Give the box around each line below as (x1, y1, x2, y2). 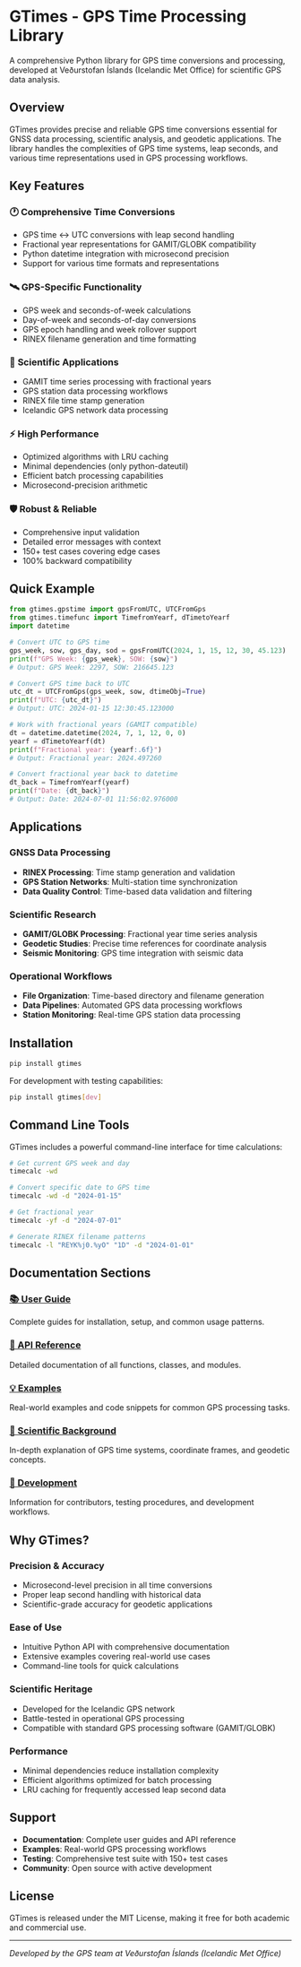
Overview (9, 100, 65, 116)
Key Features (9, 178, 85, 194)
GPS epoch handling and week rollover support (21, 324, 197, 334)
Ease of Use (9, 1621, 63, 1633)
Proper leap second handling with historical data (21, 1590, 202, 1600)
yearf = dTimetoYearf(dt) (9, 737, 106, 746)
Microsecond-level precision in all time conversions (21, 1580, 213, 1590)
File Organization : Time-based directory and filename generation (21, 991, 264, 1001)
